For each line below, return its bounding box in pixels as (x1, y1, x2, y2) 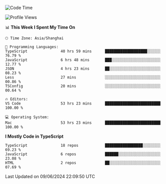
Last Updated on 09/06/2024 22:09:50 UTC (5, 174, 95, 179)
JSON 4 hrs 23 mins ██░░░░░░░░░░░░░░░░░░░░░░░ (5, 66, 161, 71)
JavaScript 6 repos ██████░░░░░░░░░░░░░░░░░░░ (5, 152, 161, 157)
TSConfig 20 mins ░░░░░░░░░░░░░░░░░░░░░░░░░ (5, 84, 161, 89)
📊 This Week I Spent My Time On (5, 24, 75, 30)
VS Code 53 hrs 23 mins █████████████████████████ (5, 101, 161, 106)
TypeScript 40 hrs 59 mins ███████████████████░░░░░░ (5, 49, 161, 54)
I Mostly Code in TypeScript (5, 133, 63, 139)
